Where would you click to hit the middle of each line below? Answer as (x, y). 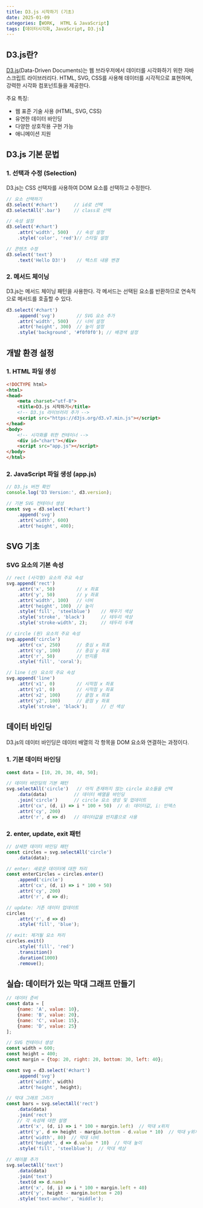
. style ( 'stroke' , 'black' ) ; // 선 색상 (71, 706)
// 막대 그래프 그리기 (30, 1098)
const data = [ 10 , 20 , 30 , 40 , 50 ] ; (52, 773)
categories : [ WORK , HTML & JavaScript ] (58, 23)
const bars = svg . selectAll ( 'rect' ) (52, 1104)
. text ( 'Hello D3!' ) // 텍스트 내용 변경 (68, 260)
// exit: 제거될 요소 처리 (36, 936)
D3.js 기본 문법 (33, 155)
